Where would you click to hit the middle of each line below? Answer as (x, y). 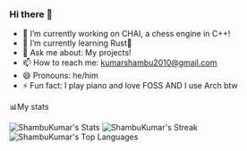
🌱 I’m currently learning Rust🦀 (77, 43)
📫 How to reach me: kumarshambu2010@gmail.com (119, 63)
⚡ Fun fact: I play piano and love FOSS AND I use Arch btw (130, 86)
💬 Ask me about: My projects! (77, 53)
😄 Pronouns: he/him (60, 76)
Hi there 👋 (31, 14)
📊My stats (29, 107)
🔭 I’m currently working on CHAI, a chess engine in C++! (126, 34)
